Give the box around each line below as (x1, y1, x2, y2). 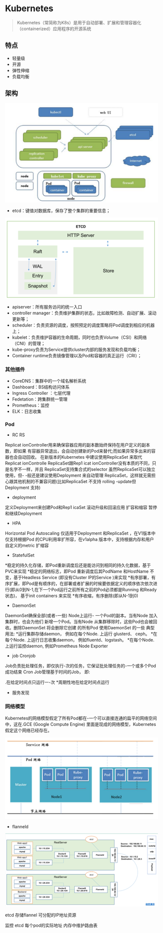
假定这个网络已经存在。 (5, 727, 52, 733)
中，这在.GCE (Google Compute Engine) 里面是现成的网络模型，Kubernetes (5, 721, 156, 727)
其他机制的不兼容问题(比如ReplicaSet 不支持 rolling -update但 (13, 479, 136, 485)
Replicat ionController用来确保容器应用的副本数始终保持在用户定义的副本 (5, 442, 150, 448)
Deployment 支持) (5, 485, 41, 490)
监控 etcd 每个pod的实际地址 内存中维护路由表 (5, 922, 98, 928)
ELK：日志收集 (12, 408, 42, 414)
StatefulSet (12, 552, 35, 558)
